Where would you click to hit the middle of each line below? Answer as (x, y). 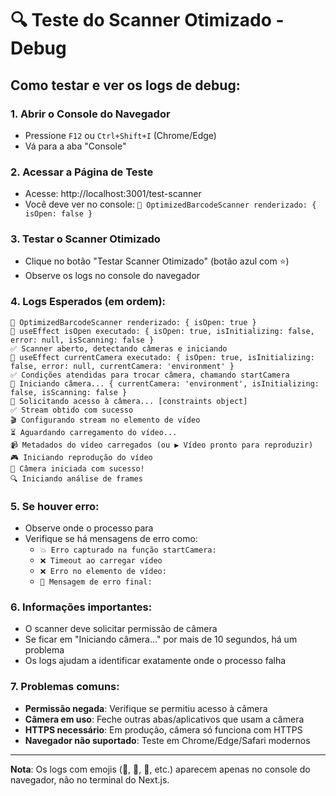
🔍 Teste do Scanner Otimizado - (147, 20)
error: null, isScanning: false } (82, 340)
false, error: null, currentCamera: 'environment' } (122, 366)
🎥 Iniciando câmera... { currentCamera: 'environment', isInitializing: (165, 383)
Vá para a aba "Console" (75, 146)
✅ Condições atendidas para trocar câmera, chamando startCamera (150, 375)
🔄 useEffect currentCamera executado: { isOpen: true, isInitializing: (162, 357)
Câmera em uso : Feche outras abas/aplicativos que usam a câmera (164, 719)
